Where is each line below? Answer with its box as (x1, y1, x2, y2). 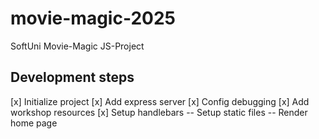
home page (10, 117, 58, 129)
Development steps (10, 69, 135, 86)
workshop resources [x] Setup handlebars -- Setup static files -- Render (10, 106, 308, 118)
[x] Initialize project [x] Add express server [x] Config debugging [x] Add (10, 95, 310, 107)
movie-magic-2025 (10, 7, 177, 30)
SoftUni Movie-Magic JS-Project (10, 40, 145, 52)
